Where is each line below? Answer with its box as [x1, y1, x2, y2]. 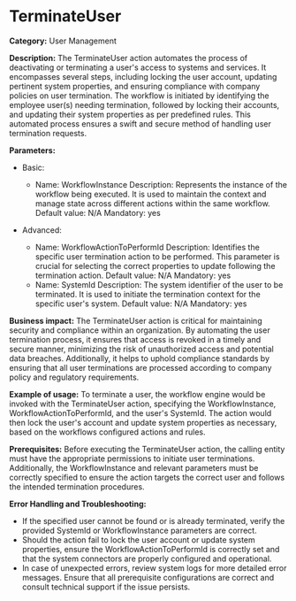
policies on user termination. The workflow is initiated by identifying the [9, 90, 269, 101]
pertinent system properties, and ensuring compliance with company [9, 81, 261, 91]
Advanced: [21, 224, 62, 235]
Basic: [21, 162, 45, 173]
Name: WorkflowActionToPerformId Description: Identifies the [34, 242, 261, 252]
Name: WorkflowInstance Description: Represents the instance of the [34, 179, 287, 189]
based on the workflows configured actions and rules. [9, 427, 206, 437]
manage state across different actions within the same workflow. [34, 197, 271, 209]
